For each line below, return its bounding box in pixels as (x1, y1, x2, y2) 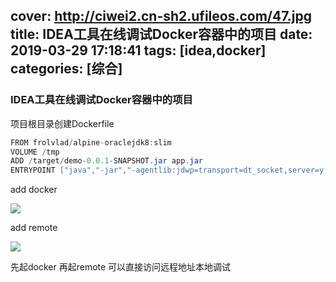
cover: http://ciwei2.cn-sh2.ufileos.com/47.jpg (10, 8, 312, 25)
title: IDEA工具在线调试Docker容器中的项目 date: (10, 26, 313, 43)
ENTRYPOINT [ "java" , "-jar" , (10, 165, 128, 176)
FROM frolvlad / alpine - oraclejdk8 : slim (10, 137, 172, 148)
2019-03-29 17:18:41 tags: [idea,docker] (10, 42, 267, 59)
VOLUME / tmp (10, 147, 60, 157)
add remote (10, 222, 58, 234)
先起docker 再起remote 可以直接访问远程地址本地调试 (10, 261, 232, 273)
